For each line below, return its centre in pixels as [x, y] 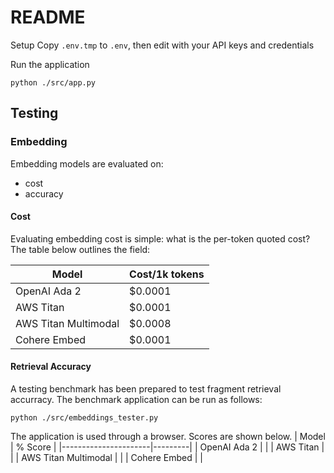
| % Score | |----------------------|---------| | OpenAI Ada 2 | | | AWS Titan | [167, 447]
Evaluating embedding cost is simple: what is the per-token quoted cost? [160, 238]
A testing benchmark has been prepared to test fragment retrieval [146, 389]
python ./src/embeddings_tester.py [84, 418]
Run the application [50, 64]
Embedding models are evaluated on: [87, 163]
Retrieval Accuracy [51, 367]
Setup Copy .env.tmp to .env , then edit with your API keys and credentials [162, 45]
